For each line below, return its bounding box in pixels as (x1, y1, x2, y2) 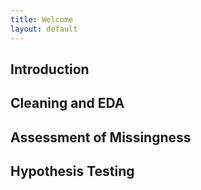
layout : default (10, 24, 78, 34)
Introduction (10, 61, 90, 78)
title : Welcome (10, 14, 74, 25)
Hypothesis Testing (10, 163, 135, 180)
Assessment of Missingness (10, 129, 192, 146)
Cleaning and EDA (10, 95, 125, 112)
